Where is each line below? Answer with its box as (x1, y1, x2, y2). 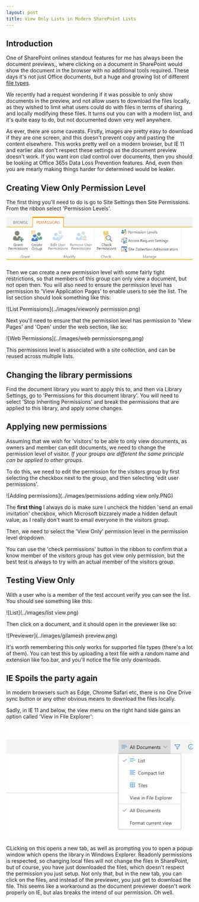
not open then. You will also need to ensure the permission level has (6, 281, 172, 289)
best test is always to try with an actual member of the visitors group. (6, 558, 175, 565)
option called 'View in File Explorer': (6, 713, 94, 720)
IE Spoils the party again (6, 673, 98, 683)
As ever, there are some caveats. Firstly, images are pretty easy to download (6, 128, 193, 135)
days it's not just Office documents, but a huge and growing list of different (6, 73, 190, 80)
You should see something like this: (6, 597, 93, 605)
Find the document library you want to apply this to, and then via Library (6, 386, 182, 393)
